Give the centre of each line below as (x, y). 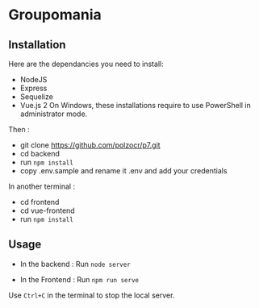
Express (33, 88)
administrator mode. (54, 114)
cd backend (40, 154)
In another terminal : (42, 186)
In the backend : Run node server (75, 264)
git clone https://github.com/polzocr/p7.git (90, 145)
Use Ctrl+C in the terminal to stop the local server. (92, 295)
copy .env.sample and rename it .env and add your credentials (123, 171)
